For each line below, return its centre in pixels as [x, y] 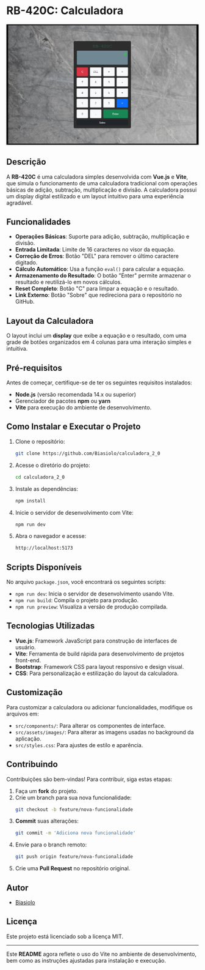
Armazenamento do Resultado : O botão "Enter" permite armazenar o [103, 275]
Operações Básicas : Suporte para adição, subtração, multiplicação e [102, 237]
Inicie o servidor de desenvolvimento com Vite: [74, 512]
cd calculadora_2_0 [40, 477]
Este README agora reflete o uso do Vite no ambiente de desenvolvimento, [102, 954]
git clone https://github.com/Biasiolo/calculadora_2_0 [88, 453]
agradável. [20, 203]
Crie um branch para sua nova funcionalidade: [74, 797]
